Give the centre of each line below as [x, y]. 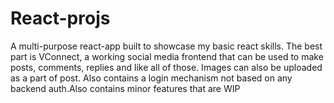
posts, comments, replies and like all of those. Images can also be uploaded [166, 67]
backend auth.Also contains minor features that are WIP [125, 88]
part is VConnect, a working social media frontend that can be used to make [167, 56]
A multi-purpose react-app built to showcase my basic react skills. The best [166, 46]
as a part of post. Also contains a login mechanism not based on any [151, 78]
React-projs [60, 18]
